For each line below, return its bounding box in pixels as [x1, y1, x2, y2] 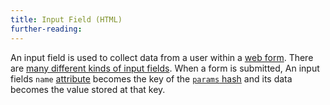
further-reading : [10, 24, 83, 34]
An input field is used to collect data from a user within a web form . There [10, 51, 314, 63]
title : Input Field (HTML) [10, 14, 123, 25]
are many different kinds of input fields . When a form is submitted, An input [10, 62, 320, 74]
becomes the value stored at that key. [10, 83, 166, 95]
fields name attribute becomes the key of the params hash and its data [10, 72, 293, 85]
